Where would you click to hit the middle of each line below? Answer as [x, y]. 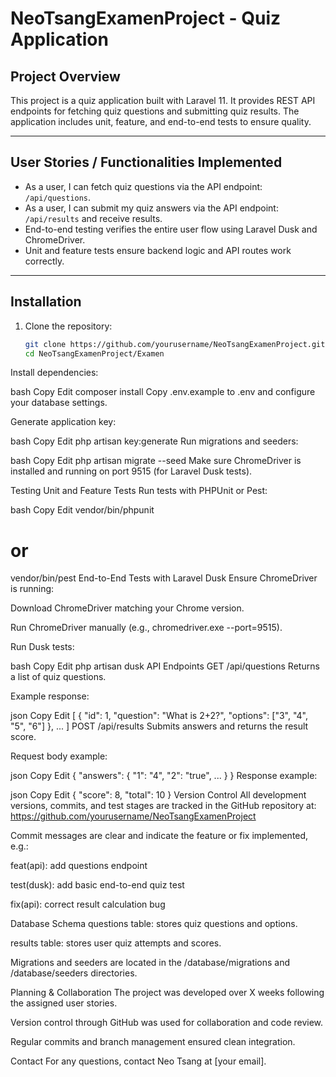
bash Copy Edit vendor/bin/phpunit [82, 510]
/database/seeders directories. [74, 973]
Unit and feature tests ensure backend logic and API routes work [158, 250]
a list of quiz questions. [58, 677]
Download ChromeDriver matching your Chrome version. [127, 608]
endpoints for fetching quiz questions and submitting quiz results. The [155, 111]
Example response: [50, 696]
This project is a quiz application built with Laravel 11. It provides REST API [163, 100]
